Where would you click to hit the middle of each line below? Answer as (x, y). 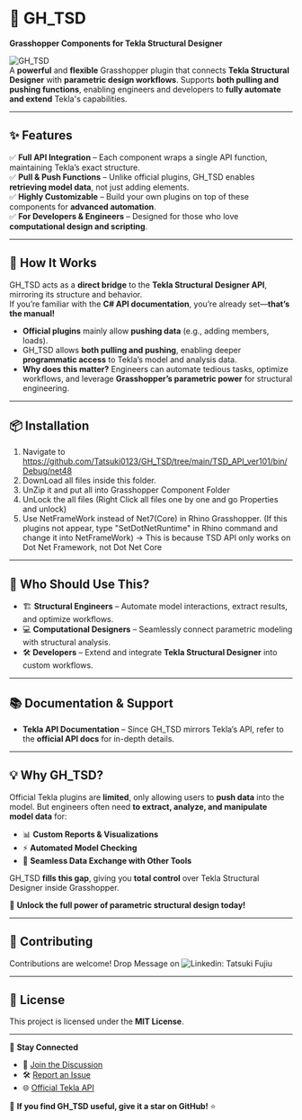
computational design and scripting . (79, 226)
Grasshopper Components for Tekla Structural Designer (116, 43)
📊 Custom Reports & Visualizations (90, 834)
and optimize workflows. (68, 619)
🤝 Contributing (51, 942)
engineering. (46, 388)
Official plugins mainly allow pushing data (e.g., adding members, (146, 331)
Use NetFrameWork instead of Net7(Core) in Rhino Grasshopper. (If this (155, 519)
